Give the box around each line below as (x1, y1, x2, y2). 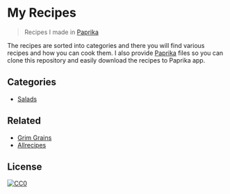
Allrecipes (17, 140, 47, 149)
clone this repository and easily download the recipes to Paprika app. (7, 56, 206, 64)
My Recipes (7, 5, 76, 21)
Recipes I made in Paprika (24, 28, 99, 36)
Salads (17, 95, 37, 103)
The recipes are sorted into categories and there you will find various (7, 41, 205, 49)
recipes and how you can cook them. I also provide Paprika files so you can (7, 49, 224, 57)
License (7, 161, 42, 172)
